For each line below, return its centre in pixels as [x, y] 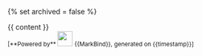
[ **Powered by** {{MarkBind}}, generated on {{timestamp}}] [101, 44]
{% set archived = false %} [52, 12]
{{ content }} [28, 27]
